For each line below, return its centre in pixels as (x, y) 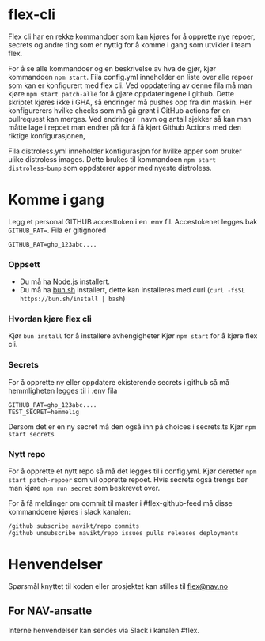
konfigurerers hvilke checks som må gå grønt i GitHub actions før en (119, 110)
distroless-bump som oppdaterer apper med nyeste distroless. (110, 168)
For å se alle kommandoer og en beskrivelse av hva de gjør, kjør (112, 68)
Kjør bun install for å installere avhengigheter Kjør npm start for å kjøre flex (133, 336)
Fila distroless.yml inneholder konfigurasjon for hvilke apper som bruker (125, 151)
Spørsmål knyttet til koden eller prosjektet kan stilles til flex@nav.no (118, 586)
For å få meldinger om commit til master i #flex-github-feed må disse (121, 503)
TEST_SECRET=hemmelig (44, 412)
